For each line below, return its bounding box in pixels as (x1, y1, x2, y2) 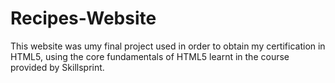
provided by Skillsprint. (10, 61, 105, 73)
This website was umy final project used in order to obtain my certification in (10, 40, 326, 52)
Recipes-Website (10, 7, 157, 30)
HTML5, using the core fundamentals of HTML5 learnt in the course (10, 50, 290, 62)
